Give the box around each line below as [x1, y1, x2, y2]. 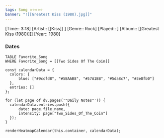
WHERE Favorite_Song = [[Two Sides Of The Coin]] [5, 59, 110, 64]
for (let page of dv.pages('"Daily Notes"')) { [5, 98, 106, 103]
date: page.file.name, [18, 106, 66, 112]
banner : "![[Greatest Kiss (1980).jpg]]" [5, 12, 92, 17]
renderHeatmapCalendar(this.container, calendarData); [5, 128, 121, 133]
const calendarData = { [5, 68, 55, 72]
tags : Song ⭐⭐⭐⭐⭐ [5, 7, 43, 12]
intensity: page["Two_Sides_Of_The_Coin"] [18, 111, 108, 116]
